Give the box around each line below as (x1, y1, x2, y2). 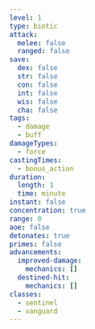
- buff (17, 131, 42, 140)
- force (17, 147, 47, 156)
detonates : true (9, 231, 70, 240)
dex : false (17, 64, 58, 73)
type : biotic (9, 22, 58, 31)
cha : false (17, 105, 58, 114)
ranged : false (17, 47, 70, 56)
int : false (17, 88, 58, 97)
